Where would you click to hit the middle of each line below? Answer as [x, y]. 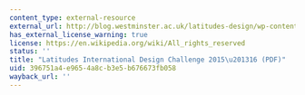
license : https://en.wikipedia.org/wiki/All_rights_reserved [128, 43]
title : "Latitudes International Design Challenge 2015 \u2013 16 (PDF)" [148, 60]
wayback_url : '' [40, 77]
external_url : [36, 26]
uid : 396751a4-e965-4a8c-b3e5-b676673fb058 [93, 69]
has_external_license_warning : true [79, 34]
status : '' [30, 52]
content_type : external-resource [73, 18]
